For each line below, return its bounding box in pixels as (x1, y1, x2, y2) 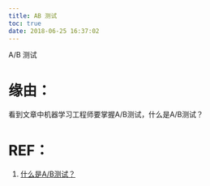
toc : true (8, 19, 42, 27)
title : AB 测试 (8, 11, 58, 20)
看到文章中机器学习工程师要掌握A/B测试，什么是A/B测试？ (8, 110, 204, 120)
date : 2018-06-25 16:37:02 (8, 27, 100, 35)
